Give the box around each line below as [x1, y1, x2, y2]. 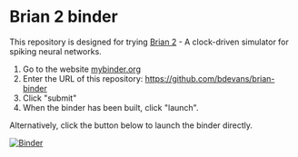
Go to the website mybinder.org [22, 64, 141, 74]
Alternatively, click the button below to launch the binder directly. [9, 120, 253, 131]
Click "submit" [22, 93, 77, 103]
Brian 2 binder [9, 6, 118, 27]
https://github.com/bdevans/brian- [144, 73, 275, 83]
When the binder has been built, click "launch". [22, 102, 199, 113]
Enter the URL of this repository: [22, 73, 144, 83]
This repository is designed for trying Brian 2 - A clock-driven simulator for [9, 36, 289, 47]
